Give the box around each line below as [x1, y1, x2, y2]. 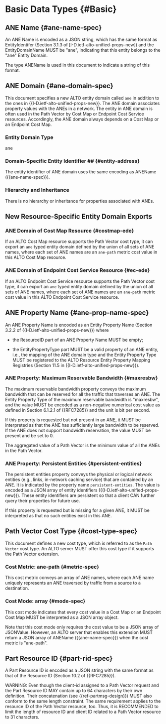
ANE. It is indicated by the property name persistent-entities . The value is [5, 482, 160, 488]
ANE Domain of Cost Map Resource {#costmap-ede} [5, 228, 134, 235]
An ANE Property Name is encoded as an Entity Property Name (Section [5, 322, 153, 328]
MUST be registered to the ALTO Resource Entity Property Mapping [12, 357, 151, 363]
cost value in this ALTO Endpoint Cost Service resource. [5, 294, 119, 300]
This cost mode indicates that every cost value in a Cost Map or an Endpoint [5, 609, 161, 615]
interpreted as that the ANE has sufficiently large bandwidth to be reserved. [5, 422, 160, 428]
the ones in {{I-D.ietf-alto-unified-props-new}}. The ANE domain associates [5, 100, 160, 106]
